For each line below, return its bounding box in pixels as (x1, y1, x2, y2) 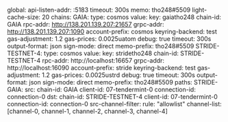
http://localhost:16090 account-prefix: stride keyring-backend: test (7, 64, 197, 72)
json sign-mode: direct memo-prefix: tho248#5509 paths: (29, 78, 193, 86)
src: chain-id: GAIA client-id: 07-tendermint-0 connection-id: (25, 85, 197, 93)
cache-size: (7, 13, 41, 21)
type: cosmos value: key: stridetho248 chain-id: (43, 49, 179, 57)
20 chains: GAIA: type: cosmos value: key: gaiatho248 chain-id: (42, 13, 221, 21)
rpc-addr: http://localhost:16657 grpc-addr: (42, 57, 165, 64)
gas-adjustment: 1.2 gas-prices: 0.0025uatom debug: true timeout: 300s (7, 35, 212, 43)
